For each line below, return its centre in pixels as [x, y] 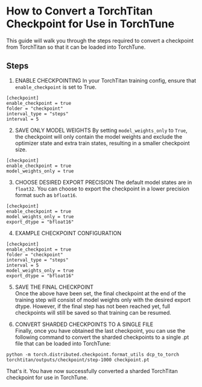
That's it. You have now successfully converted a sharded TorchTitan [92, 371]
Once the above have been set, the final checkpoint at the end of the [100, 293]
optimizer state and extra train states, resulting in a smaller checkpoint [102, 143]
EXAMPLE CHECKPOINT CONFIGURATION [68, 233]
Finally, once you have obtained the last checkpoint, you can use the [100, 330]
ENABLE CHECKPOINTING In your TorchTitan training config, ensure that [106, 80]
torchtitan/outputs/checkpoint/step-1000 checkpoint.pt [78, 360]
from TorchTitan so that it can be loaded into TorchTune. [76, 47]
